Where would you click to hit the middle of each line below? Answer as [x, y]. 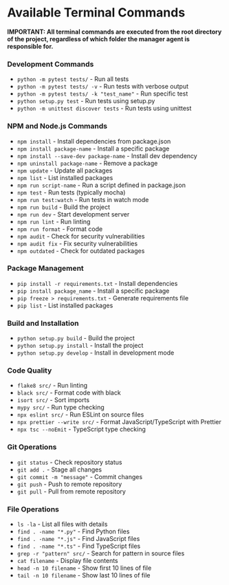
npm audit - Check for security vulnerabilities [81, 236]
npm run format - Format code [60, 229]
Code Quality [30, 371]
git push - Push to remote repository [69, 484]
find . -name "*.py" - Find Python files [73, 531]
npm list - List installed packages [65, 177]
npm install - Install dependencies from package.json [94, 141]
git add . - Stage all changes [59, 470]
